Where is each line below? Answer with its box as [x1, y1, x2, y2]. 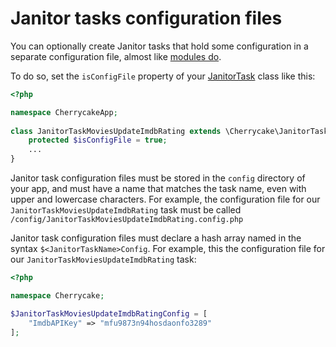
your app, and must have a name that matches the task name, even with [10, 183, 307, 195]
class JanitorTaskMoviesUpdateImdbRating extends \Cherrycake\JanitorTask [10, 126, 329, 136]
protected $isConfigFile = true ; [28, 135, 168, 146]
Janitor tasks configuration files [10, 7, 283, 30]
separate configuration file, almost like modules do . [10, 50, 222, 62]
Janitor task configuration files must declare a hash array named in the [10, 232, 302, 244]
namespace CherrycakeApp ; [10, 107, 118, 117]
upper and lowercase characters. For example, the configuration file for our [10, 193, 321, 206]
